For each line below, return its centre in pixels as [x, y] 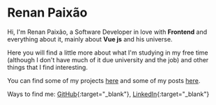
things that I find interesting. [48, 67]
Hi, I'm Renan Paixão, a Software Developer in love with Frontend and [107, 32]
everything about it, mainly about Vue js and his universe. [90, 39]
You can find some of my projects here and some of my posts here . [104, 80]
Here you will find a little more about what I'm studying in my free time [108, 52]
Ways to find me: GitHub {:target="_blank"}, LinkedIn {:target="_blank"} [108, 94]
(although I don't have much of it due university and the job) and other [108, 59]
